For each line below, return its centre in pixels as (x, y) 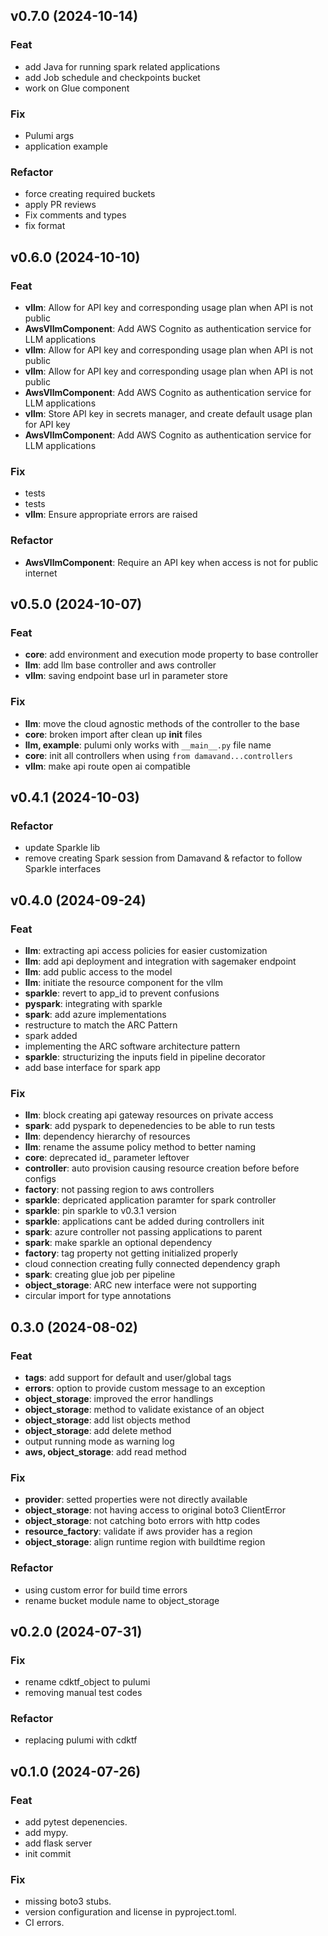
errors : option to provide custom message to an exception (145, 1388)
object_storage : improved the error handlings (119, 1398)
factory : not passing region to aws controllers (119, 1190)
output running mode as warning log (99, 1441)
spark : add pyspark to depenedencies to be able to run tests (150, 1126)
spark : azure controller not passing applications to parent (143, 1232)
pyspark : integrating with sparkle (93, 1003)
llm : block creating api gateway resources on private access (149, 1115)
